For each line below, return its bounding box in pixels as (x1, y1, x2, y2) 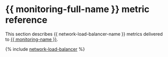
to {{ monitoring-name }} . (5, 36, 58, 42)
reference (5, 14, 48, 26)
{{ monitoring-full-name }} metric (5, 4, 150, 15)
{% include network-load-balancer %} (5, 46, 85, 52)
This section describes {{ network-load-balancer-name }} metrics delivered (5, 31, 163, 37)
